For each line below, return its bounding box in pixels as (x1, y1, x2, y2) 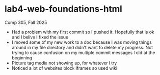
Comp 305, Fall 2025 (4, 19, 47, 25)
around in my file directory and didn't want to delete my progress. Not (11, 44, 153, 50)
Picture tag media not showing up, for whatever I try (11, 60, 117, 66)
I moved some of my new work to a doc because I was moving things (11, 39, 152, 45)
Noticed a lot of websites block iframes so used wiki (11, 65, 118, 71)
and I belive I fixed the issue (11, 34, 69, 40)
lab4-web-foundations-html (4, 3, 122, 15)
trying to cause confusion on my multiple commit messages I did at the (11, 50, 156, 56)
